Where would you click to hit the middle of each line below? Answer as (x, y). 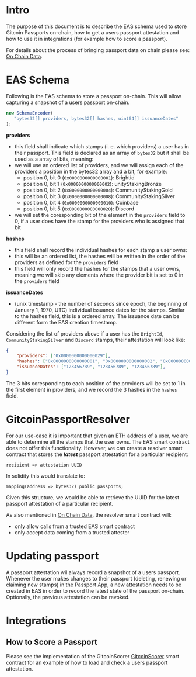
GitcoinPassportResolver (68, 419)
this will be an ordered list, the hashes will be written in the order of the (100, 256)
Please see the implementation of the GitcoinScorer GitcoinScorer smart (93, 656)
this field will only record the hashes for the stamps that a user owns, (97, 268)
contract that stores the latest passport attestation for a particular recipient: (97, 454)
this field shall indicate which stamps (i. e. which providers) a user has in (102, 146)
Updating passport (52, 556)
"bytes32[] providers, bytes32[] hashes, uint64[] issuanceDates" (96, 118)
